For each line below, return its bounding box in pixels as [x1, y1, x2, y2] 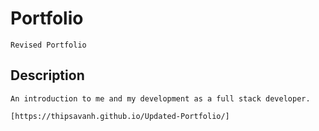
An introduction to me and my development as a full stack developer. [10, 93, 311, 104]
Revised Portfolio [10, 40, 87, 50]
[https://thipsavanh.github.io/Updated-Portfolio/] [10, 111, 230, 121]
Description [10, 67, 85, 84]
